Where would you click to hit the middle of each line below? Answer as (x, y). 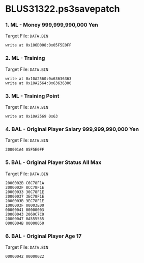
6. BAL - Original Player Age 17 (44, 236)
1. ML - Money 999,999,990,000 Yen (52, 25)
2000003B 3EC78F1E (25, 201)
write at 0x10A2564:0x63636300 (38, 83)
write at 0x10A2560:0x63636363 (38, 79)
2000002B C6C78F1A (25, 183)
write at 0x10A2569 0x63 (32, 116)
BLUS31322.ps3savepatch (63, 9)
